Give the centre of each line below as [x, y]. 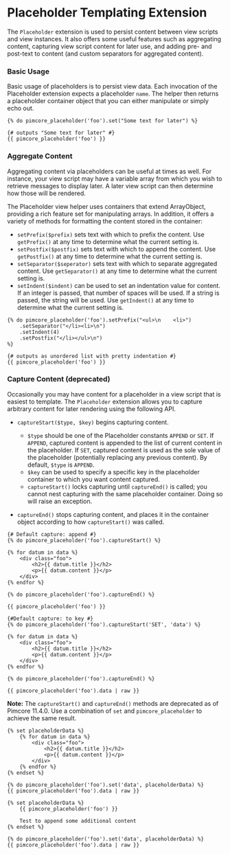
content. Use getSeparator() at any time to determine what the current [117, 271]
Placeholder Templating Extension [107, 13]
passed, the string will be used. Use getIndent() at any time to [105, 300]
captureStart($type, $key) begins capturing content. [93, 422]
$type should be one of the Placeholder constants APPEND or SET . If [120, 435]
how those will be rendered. [46, 193]
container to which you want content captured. [93, 479]
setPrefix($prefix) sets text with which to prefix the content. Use [111, 234]
